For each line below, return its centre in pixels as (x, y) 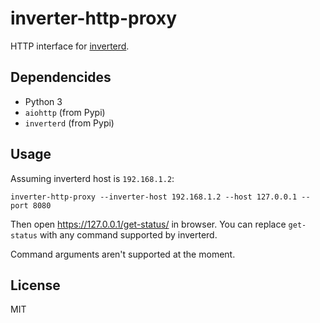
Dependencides (61, 77)
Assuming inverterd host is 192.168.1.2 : (92, 178)
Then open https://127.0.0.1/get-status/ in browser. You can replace (148, 224)
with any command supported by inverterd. (128, 234)
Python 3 (43, 101)
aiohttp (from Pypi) (65, 112)
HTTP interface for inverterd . (70, 46)
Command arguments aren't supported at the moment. (123, 254)
